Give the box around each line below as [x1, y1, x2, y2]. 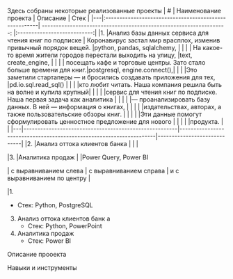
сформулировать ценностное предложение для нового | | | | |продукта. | [7, 118, 224, 125]
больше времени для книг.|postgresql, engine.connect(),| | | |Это [7, 66, 198, 74]
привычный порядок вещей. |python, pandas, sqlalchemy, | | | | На [7, 44, 202, 51]
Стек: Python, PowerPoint [27, 222, 102, 230]
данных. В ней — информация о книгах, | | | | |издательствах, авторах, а [7, 103, 222, 111]
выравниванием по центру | [7, 174, 90, 182]
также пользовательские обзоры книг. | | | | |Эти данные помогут [7, 110, 202, 118]
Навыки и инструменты [7, 264, 78, 271]
